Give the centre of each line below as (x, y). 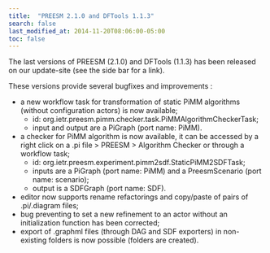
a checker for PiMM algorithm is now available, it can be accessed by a (139, 137)
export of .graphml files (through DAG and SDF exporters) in (121, 232)
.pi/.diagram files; (49, 206)
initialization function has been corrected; (90, 223)
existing (33, 240)
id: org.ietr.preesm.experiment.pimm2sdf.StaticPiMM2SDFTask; (139, 163)
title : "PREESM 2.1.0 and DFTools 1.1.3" (81, 16)
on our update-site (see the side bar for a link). (87, 71)
